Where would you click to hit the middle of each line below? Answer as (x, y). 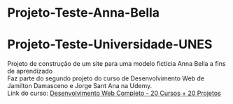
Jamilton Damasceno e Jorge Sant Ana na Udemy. (80, 86)
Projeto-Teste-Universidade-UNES (110, 45)
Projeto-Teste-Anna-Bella (83, 13)
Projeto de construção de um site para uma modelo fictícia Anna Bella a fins (116, 64)
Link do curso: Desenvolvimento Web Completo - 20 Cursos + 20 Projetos (114, 93)
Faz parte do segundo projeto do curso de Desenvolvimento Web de (106, 78)
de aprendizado (30, 71)
